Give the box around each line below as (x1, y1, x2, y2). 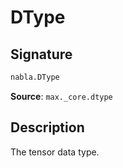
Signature (10, 46, 73, 63)
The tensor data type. (10, 146, 100, 158)
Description (10, 119, 85, 136)
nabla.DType (10, 72, 60, 82)
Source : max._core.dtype (10, 90, 113, 102)
